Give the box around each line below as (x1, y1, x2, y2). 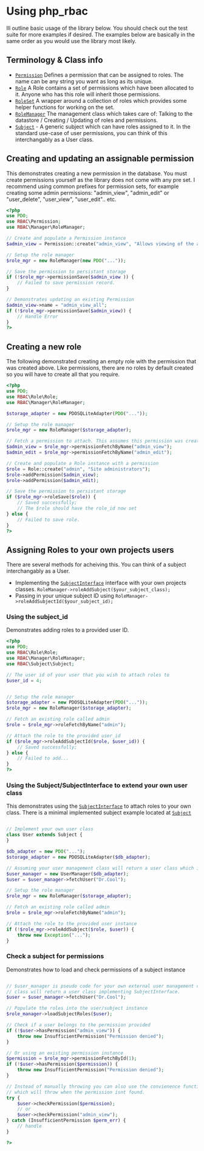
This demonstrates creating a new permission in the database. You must (6, 169, 187, 177)
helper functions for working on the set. (15, 103, 115, 111)
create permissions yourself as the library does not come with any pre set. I (6, 176, 195, 183)
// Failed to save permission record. (17, 280, 115, 286)
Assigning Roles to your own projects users (6, 545, 174, 555)
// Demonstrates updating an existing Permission (6, 296, 135, 303)
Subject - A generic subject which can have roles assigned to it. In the (15, 123, 191, 130)
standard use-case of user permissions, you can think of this (15, 129, 168, 136)
